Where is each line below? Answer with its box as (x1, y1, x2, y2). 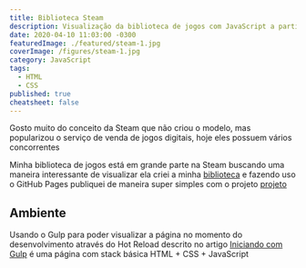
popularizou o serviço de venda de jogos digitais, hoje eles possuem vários (9, 133, 292, 144)
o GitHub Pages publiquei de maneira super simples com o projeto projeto (9, 179, 287, 190)
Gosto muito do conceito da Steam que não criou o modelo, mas (9, 123, 251, 134)
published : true (9, 89, 71, 98)
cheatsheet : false (9, 97, 79, 107)
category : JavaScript (9, 55, 92, 65)
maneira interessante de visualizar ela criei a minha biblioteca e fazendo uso (9, 169, 296, 180)
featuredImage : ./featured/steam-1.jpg (9, 38, 161, 48)
